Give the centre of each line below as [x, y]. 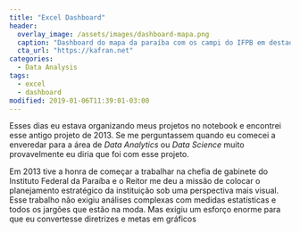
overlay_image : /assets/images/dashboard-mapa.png [113, 34]
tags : [19, 76]
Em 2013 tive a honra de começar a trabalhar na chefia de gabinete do [139, 171]
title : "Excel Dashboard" [57, 17]
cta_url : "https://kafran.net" [75, 51]
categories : [31, 59]
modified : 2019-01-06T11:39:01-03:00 [79, 100]
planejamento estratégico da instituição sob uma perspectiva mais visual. [144, 191]
